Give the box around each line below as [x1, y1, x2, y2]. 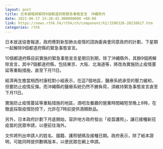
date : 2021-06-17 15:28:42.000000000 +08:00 [5, 16, 97, 21]
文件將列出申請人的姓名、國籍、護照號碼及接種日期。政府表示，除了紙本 [5, 133, 149, 138]
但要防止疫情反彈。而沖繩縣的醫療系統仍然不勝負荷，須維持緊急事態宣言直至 [5, 84, 158, 89]
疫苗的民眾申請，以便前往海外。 [5, 122, 69, 128]
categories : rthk [5, 25, 40, 30]
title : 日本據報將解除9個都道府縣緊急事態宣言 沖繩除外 [5, 12, 106, 16]
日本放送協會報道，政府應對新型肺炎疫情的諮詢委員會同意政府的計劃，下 [5, 39, 149, 45]
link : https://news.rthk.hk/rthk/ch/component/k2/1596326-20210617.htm [5, 20, 153, 26]
